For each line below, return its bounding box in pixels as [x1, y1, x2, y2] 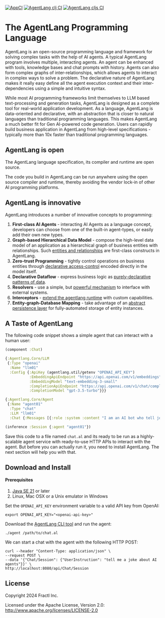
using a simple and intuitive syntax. [35, 85, 107, 91]
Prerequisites [5, 477, 33, 483]
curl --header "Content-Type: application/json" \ [5, 549, 111, 554]
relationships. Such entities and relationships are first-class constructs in [12, 247, 160, 254]
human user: [5, 338, 31, 344]
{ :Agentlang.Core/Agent [5, 397, 54, 402]
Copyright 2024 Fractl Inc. [5, 592, 58, 598]
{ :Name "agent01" [7, 402, 43, 407]
